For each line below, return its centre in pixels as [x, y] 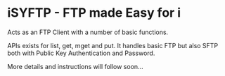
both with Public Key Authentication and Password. [81, 53]
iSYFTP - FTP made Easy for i [94, 13]
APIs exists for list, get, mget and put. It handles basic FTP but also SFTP [113, 45]
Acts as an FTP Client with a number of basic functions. [88, 32]
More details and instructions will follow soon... [75, 66]
